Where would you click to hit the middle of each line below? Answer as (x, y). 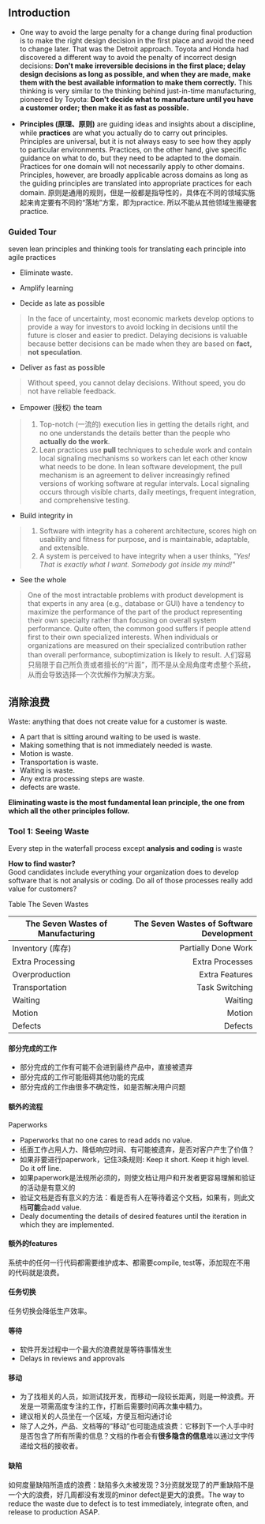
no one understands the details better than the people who (135, 433)
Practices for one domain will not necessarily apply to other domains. (132, 166)
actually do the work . (75, 442)
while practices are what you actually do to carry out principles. (124, 133)
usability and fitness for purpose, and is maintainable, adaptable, (144, 540)
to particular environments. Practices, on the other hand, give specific (133, 149)
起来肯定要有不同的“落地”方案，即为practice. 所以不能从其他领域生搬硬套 (138, 202)
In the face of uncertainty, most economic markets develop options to (141, 318)
